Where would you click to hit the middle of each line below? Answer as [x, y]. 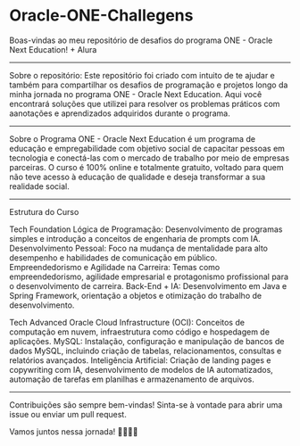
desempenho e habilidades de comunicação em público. [113, 257]
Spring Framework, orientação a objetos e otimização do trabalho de [135, 295]
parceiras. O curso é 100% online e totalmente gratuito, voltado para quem [146, 167]
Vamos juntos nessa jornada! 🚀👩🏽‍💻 [74, 431]
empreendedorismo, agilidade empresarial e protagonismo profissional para [149, 277]
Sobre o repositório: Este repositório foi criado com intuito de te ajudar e [142, 75]
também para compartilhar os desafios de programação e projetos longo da [149, 85]
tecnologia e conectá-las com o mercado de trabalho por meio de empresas [150, 158]
